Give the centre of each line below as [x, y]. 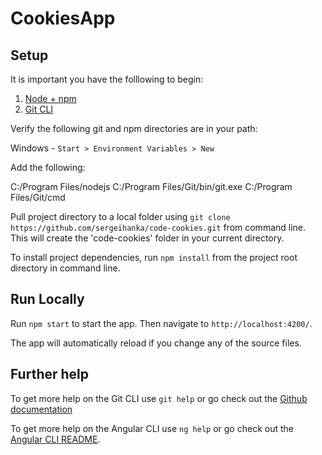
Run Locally [47, 299]
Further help [50, 374]
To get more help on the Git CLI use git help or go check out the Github [159, 398]
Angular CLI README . [55, 439]
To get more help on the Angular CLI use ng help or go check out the [152, 428]
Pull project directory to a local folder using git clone [120, 216]
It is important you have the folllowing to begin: [107, 79]
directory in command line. [65, 268]
